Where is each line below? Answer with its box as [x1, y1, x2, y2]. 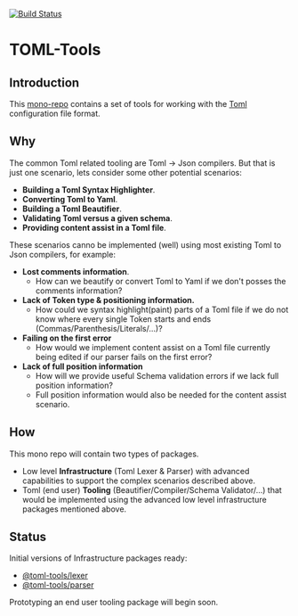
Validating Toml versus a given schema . [21, 212, 173, 223]
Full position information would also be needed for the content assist [35, 389, 287, 400]
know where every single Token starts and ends [35, 313, 212, 324]
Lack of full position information [21, 361, 144, 372]
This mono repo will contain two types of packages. [9, 448, 199, 459]
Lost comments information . [21, 266, 130, 276]
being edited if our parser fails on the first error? [35, 351, 213, 362]
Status [9, 530, 47, 545]
